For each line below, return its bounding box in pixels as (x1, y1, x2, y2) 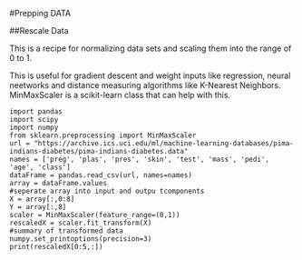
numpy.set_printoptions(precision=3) (9, 235, 152, 244)
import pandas (9, 107, 63, 116)
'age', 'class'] (9, 163, 71, 172)
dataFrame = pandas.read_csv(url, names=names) (9, 171, 193, 180)
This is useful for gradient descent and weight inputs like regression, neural (9, 70, 291, 81)
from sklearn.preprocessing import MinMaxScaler (9, 131, 197, 140)
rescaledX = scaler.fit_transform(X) (9, 218, 152, 227)
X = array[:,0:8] (9, 195, 75, 204)
